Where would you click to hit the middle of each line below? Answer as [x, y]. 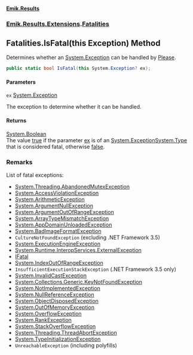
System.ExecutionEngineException [57, 244]
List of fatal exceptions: [35, 175]
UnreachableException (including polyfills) [66, 345]
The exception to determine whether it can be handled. [74, 107]
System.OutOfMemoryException [54, 307]
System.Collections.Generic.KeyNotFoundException [78, 281]
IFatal [22, 256]
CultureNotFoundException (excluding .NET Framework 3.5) [87, 237]
